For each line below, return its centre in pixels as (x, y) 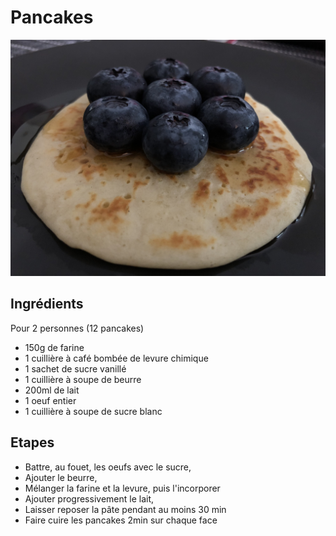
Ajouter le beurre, (61, 477)
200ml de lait (52, 390)
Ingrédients (47, 304)
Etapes (32, 442)
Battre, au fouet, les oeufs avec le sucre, (108, 467)
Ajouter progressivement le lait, (89, 498)
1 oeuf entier (50, 400)
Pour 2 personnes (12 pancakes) (77, 328)
